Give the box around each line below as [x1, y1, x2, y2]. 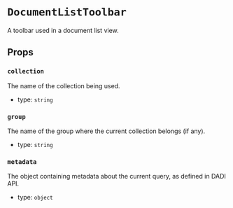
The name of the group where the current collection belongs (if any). [7, 127, 206, 135]
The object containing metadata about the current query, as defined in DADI [7, 172, 226, 181]
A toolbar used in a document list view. [7, 26, 119, 34]
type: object [17, 193, 54, 202]
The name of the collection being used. [7, 81, 120, 90]
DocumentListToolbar [7, 6, 127, 19]
